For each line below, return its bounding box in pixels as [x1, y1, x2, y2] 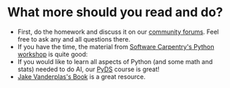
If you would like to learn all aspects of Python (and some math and [17, 57, 213, 65]
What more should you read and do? [7, 4, 224, 20]
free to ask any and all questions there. [17, 34, 131, 43]
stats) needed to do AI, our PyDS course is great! [17, 65, 160, 73]
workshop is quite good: [17, 50, 88, 58]
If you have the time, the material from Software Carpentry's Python [17, 42, 215, 51]
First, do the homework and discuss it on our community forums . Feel [17, 27, 219, 36]
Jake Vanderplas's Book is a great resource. [17, 72, 146, 81]
